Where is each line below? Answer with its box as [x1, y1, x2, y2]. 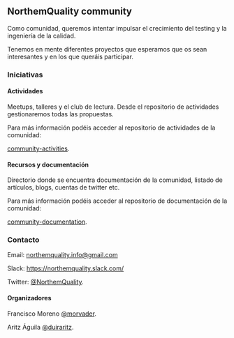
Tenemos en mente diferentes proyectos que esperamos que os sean [7, 45, 207, 53]
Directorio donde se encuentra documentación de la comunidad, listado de [7, 176, 224, 184]
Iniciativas [7, 70, 43, 79]
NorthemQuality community [7, 6, 133, 17]
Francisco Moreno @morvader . [7, 309, 96, 318]
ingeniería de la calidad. [7, 31, 76, 40]
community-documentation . [7, 217, 87, 226]
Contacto [7, 235, 40, 245]
